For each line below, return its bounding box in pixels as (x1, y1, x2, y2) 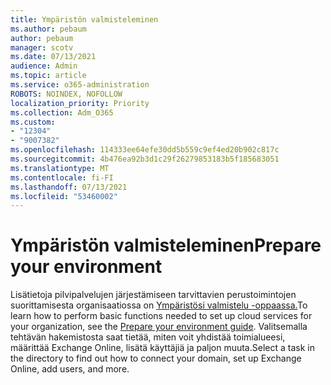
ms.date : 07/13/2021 (10, 52, 97, 62)
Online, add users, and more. (10, 363, 130, 375)
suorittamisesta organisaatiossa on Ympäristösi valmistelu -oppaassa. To (10, 299, 308, 311)
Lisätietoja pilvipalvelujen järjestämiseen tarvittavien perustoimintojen (10, 289, 297, 301)
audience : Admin (10, 61, 78, 71)
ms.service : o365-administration (10, 80, 150, 90)
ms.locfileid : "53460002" (10, 191, 118, 201)
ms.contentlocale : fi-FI (10, 172, 114, 183)
